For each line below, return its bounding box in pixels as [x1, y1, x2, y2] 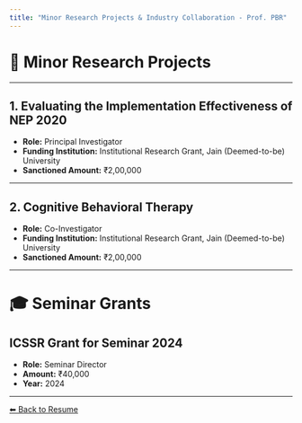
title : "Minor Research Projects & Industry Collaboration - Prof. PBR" [9, 13, 288, 22]
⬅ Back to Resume [9, 404, 79, 415]
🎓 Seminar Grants [9, 294, 151, 314]
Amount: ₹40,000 [22, 369, 90, 380]
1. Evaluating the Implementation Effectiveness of [9, 98, 293, 113]
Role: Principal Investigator [22, 137, 123, 147]
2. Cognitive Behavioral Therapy [9, 199, 194, 215]
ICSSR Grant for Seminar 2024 [9, 335, 183, 350]
